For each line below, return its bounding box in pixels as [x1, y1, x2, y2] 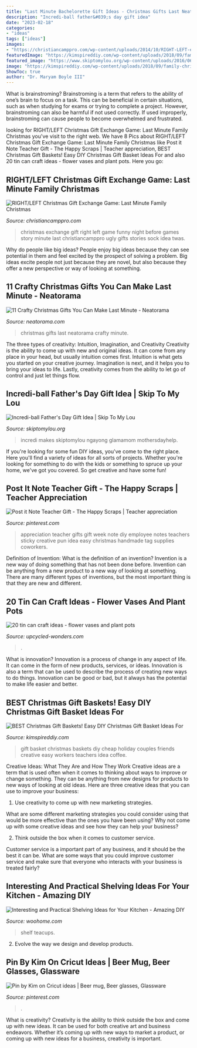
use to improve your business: [6, 788, 79, 794]
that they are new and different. [6, 579, 82, 587]
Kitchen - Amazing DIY [6, 891, 91, 901]
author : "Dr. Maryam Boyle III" [6, 74, 85, 80]
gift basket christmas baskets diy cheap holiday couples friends [20, 745, 175, 752]
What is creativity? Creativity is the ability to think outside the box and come [6, 1016, 189, 1023]
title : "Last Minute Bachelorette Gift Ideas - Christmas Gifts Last [6, 8, 180, 15]
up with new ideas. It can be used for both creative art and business [6, 1022, 171, 1029]
